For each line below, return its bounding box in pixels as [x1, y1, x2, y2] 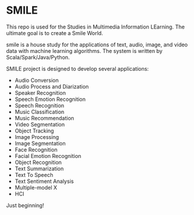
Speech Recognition [14, 102, 65, 109]
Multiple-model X [14, 184, 58, 191]
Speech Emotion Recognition [14, 96, 86, 103]
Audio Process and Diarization [14, 83, 89, 90]
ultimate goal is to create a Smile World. [6, 29, 103, 36]
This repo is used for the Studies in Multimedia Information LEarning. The [6, 23, 185, 30]
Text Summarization [14, 165, 64, 172]
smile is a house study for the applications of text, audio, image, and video [6, 41, 188, 48]
